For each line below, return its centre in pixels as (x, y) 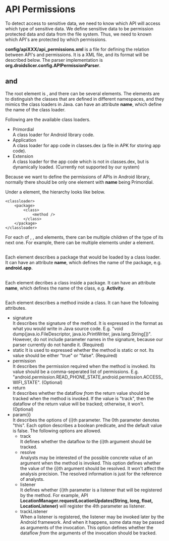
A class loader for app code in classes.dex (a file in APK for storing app (87, 145)
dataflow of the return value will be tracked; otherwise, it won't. (78, 404)
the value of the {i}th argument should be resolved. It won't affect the (92, 468)
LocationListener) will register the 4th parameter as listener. (83, 506)
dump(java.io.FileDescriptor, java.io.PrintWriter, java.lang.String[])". (82, 334)
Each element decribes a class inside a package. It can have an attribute (80, 282)
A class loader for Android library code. (53, 135)
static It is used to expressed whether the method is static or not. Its (83, 350)
